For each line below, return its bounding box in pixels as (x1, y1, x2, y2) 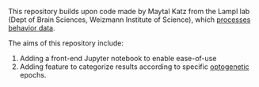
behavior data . (8, 24, 55, 32)
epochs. (19, 71, 47, 79)
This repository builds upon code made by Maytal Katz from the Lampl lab (8, 7, 250, 16)
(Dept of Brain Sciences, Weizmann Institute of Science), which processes (8, 15, 251, 24)
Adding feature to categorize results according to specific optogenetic (19, 62, 249, 71)
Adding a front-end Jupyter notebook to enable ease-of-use (19, 54, 217, 63)
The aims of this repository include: (8, 38, 124, 48)
